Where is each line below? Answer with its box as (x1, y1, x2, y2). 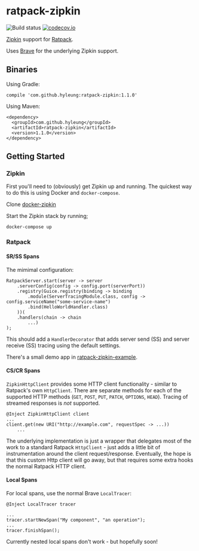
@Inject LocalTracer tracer (6, 501, 76, 507)
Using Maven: (6, 102, 41, 110)
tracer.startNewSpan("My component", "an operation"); (6, 517, 146, 523)
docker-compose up (6, 224, 52, 230)
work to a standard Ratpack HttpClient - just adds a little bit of (6, 443, 161, 450)
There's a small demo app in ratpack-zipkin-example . (6, 353, 137, 361)
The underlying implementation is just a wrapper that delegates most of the (6, 437, 192, 444)
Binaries (6, 65, 38, 75)
